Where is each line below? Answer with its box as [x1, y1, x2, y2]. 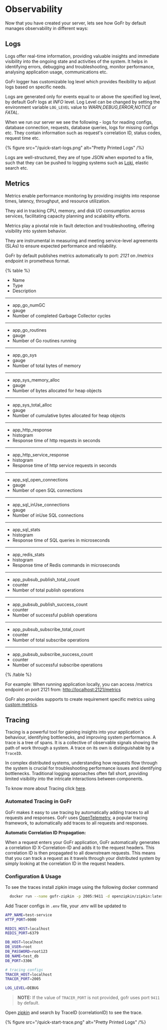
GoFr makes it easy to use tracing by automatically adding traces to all [5, 809, 149, 815]
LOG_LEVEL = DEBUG [5, 986, 39, 991]
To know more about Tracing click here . [5, 786, 86, 792]
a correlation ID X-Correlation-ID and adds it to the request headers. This [5, 844, 155, 850]
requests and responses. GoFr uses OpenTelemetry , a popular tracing [5, 815, 148, 821]
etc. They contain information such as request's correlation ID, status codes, [5, 130, 162, 136]
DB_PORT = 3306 [5, 958, 32, 963]
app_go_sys [12, 352, 37, 358]
